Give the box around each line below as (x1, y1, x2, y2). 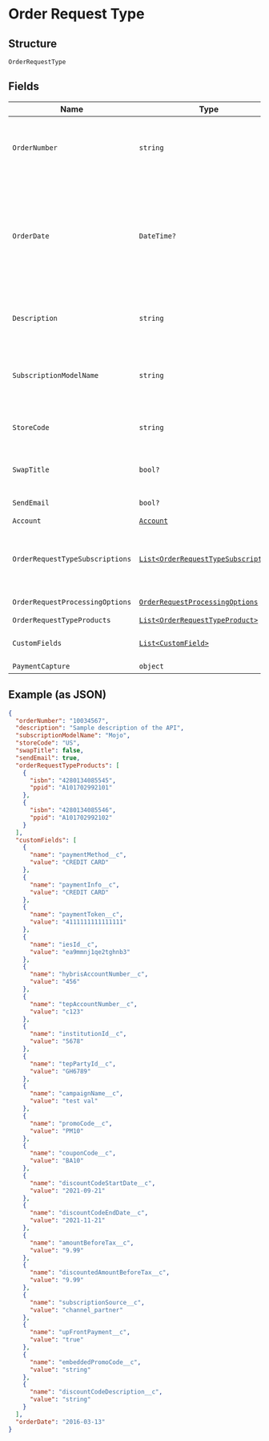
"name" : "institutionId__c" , (29, 1030, 127, 1038)
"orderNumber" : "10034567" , (15, 716, 110, 725)
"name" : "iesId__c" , (29, 940, 98, 948)
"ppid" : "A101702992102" (29, 814, 113, 822)
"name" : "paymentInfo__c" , (29, 880, 120, 889)
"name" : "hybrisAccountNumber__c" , (29, 970, 149, 979)
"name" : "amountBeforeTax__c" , (29, 1239, 134, 1247)
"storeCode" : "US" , (15, 739, 81, 747)
